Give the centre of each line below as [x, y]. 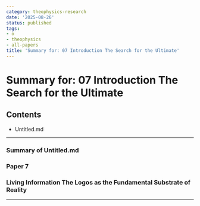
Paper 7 [17, 166]
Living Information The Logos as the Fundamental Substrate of [99, 182]
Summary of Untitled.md [43, 150]
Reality [17, 190]
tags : [13, 28]
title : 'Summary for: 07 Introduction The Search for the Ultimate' [93, 51]
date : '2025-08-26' [30, 17]
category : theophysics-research [46, 12]
